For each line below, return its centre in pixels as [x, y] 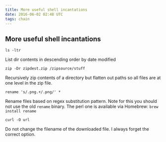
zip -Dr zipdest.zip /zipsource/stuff [45, 69]
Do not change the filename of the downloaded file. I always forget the [77, 129]
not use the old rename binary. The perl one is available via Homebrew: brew [82, 106]
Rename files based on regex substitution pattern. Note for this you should [81, 101]
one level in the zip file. [29, 83]
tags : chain [17, 19]
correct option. [20, 135]
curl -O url [17, 120]
